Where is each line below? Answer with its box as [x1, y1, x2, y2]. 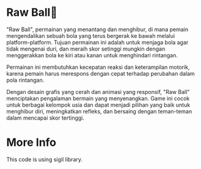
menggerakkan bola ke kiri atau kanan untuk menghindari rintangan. [6, 51, 178, 59]
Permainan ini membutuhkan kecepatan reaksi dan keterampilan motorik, [6, 63, 190, 71]
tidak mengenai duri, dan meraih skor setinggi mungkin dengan [6, 45, 166, 52]
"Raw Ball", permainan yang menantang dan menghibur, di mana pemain [6, 26, 188, 33]
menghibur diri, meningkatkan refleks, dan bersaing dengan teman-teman [6, 107, 192, 115]
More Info [6, 135, 57, 149]
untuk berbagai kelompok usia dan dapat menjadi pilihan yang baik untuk [6, 101, 191, 109]
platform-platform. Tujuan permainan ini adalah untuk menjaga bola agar [6, 38, 189, 46]
